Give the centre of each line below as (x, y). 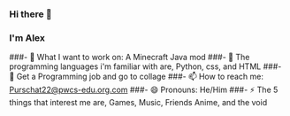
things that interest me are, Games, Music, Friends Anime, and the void (138, 103)
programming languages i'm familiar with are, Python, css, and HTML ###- (145, 66)
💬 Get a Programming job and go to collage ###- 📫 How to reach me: (136, 77)
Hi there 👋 (31, 14)
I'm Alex (27, 37)
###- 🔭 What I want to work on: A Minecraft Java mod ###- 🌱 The (130, 58)
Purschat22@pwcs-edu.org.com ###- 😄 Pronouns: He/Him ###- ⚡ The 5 (144, 90)
